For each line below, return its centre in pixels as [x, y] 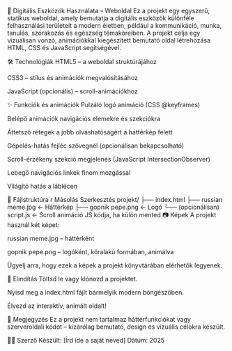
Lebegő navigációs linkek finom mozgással [69, 173]
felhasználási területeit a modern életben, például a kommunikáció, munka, [114, 25]
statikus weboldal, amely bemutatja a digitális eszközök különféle [101, 18]
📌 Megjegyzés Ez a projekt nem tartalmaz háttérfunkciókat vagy [99, 319]
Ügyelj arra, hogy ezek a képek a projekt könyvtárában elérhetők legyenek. [115, 265]
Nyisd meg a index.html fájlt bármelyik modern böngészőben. [96, 292]
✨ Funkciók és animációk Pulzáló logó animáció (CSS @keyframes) [104, 105]
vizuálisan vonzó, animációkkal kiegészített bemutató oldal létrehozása [109, 40]
